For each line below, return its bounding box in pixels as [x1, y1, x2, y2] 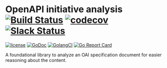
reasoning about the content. [5, 57, 67, 63]
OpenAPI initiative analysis [5, 4, 123, 15]
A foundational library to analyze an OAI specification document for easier [5, 52, 162, 58]
